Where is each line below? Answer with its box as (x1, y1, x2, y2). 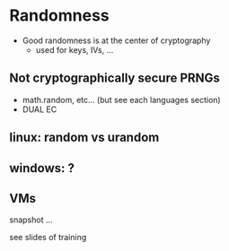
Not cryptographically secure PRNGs (9, 71, 220, 86)
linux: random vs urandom (9, 130, 160, 145)
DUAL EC (22, 104, 57, 115)
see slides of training (9, 232, 87, 243)
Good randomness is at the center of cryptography (22, 35, 211, 46)
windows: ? (9, 160, 75, 176)
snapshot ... (9, 214, 53, 225)
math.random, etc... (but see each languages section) (22, 94, 222, 105)
